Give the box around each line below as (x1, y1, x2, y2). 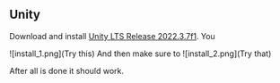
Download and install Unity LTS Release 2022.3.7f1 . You (9, 30, 215, 41)
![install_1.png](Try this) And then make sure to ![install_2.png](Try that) (9, 48, 272, 59)
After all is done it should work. (9, 65, 124, 76)
